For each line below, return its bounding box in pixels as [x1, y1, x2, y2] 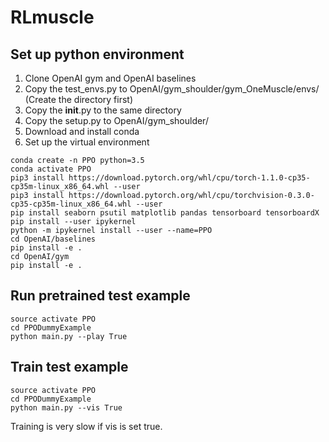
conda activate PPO [10, 164, 92, 174]
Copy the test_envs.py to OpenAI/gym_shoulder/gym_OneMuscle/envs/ [24, 83, 320, 95]
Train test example [10, 359, 129, 376]
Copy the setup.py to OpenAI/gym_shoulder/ [24, 115, 209, 126]
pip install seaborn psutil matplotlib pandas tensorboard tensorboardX [10, 208, 320, 218]
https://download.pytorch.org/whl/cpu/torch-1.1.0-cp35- [68, 173, 311, 183]
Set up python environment [10, 46, 185, 63]
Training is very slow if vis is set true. [10, 420, 163, 432]
